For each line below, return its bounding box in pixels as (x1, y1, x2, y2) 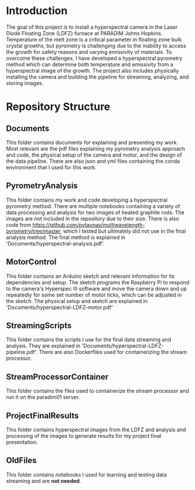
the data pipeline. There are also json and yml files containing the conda (6, 157, 180, 165)
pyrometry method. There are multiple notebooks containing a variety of (6, 202, 180, 209)
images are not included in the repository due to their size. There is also (6, 215, 180, 222)
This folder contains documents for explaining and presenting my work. (6, 139, 179, 146)
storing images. (6, 79, 44, 86)
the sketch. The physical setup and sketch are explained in (6, 297, 148, 304)
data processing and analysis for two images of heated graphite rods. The (6, 209, 184, 216)
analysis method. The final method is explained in (6, 233, 126, 241)
